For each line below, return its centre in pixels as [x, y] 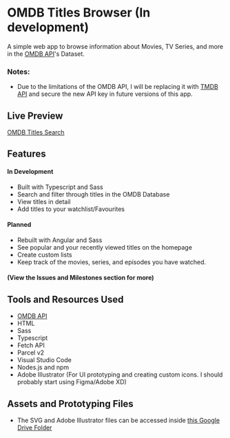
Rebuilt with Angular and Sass [60, 240]
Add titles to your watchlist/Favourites [71, 209]
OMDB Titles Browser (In [79, 13]
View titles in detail [44, 201]
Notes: [19, 72]
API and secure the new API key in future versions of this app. [105, 94]
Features [27, 154]
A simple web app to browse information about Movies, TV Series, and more [115, 46]
